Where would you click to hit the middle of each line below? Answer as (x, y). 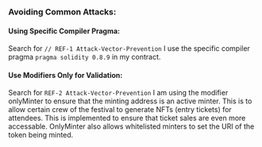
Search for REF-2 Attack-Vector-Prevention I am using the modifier (118, 93)
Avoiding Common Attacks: (62, 12)
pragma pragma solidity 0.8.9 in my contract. (85, 57)
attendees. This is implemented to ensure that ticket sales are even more (127, 118)
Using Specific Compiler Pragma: (64, 31)
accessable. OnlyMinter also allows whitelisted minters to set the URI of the (131, 126)
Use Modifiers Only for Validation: (65, 75)
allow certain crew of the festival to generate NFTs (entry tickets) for (120, 110)
